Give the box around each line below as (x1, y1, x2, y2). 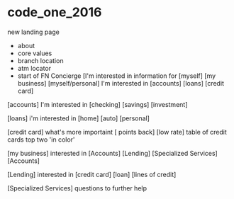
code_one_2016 (7, 4, 102, 21)
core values (17, 49, 52, 57)
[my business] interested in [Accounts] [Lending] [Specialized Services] (7, 149, 218, 157)
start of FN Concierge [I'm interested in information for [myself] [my (17, 72, 216, 80)
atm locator (17, 64, 52, 72)
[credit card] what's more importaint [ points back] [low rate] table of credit (7, 127, 227, 136)
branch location (17, 56, 64, 64)
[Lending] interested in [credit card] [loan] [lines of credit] (7, 170, 177, 178)
